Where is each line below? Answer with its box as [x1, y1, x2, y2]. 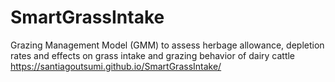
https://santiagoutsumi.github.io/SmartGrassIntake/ [10, 60, 222, 72]
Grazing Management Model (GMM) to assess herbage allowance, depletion [10, 39, 325, 51]
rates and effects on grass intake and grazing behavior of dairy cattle [10, 49, 296, 61]
